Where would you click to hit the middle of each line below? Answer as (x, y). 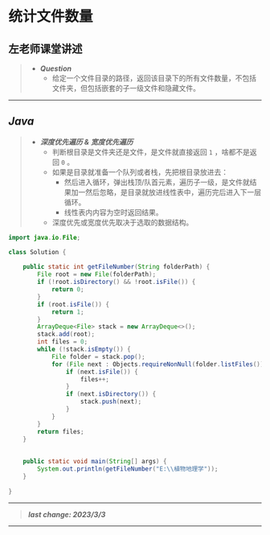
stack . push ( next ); (111, 402)
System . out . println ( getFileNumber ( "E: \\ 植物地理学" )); (128, 469)
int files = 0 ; (63, 342)
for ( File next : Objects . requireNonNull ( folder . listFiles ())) (159, 364)
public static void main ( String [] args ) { (95, 462)
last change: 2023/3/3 (67, 514)
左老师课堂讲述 (45, 49)
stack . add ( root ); (66, 335)
